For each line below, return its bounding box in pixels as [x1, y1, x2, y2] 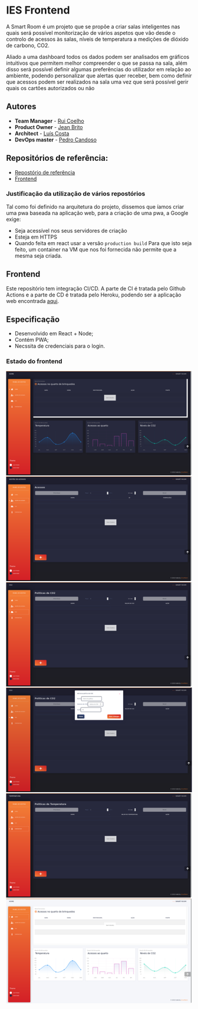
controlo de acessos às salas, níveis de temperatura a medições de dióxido [6, 35, 189, 42]
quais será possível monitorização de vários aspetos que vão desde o [6, 29, 176, 36]
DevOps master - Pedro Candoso [14, 136, 97, 143]
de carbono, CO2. [6, 42, 50, 49]
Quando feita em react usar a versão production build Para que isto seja [14, 239, 192, 246]
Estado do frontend [6, 357, 63, 365]
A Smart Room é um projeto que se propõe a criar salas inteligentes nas [6, 23, 180, 30]
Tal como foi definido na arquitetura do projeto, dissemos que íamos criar [6, 203, 184, 210]
